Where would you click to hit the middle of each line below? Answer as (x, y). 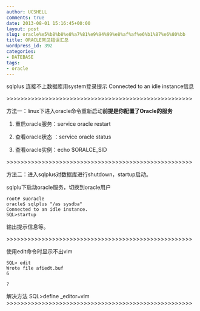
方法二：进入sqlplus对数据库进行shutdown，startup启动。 (79, 174)
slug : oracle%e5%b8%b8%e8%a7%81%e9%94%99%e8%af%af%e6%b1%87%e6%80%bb (96, 35)
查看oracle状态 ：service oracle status (63, 137)
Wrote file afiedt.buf (35, 268)
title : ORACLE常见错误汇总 (38, 40)
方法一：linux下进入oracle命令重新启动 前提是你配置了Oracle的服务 (89, 111)
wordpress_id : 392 (29, 46)
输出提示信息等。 (28, 227)
